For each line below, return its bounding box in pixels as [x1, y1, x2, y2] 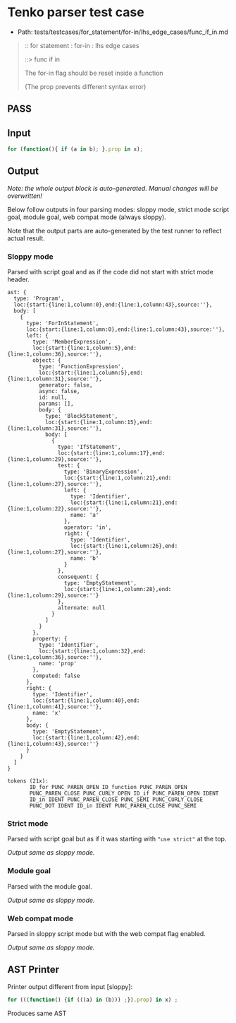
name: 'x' [32, 710, 61, 717]
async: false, [38, 388, 80, 395]
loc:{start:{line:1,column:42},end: [32, 735, 140, 742]
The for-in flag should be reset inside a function [24, 69, 163, 77]
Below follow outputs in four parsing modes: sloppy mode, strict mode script [7, 205, 230, 214]
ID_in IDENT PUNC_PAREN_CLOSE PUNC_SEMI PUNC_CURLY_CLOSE [29, 796, 203, 803]
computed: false [32, 672, 80, 679]
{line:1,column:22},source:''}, [7, 505, 102, 513]
